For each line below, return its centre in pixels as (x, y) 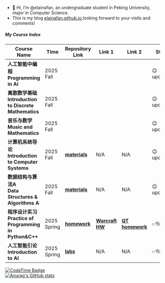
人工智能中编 (23, 64)
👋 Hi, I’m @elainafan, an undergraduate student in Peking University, (81, 8)
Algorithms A (23, 203)
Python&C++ (23, 236)
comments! (24, 23)
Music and (20, 127)
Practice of (21, 218)
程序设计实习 (23, 212)
